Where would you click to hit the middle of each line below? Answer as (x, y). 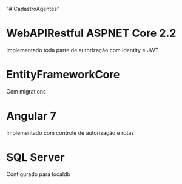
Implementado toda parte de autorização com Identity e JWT (83, 50)
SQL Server (35, 157)
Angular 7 (31, 116)
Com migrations (26, 91)
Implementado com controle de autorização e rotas (70, 132)
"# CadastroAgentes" (33, 9)
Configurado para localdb (39, 174)
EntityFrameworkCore (63, 75)
